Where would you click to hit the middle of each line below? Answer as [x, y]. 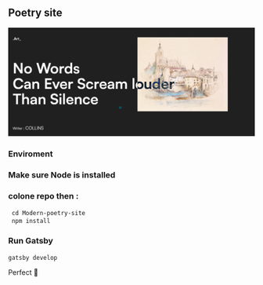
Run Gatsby [31, 240]
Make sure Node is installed [62, 174]
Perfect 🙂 [23, 272]
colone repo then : [43, 195]
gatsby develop [33, 258]
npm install [31, 221]
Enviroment [31, 154]
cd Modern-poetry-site [49, 213]
